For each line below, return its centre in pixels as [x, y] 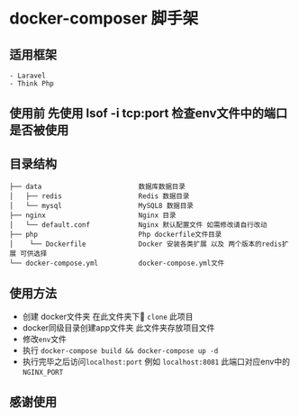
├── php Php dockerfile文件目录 [116, 235]
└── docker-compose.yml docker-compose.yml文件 [117, 263]
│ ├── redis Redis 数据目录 [100, 196]
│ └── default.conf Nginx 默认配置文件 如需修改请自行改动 [138, 225]
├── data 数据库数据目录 [98, 187]
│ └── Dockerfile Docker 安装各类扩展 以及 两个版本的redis [145, 244]
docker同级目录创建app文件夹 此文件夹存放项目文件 [118, 328]
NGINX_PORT [43, 373]
